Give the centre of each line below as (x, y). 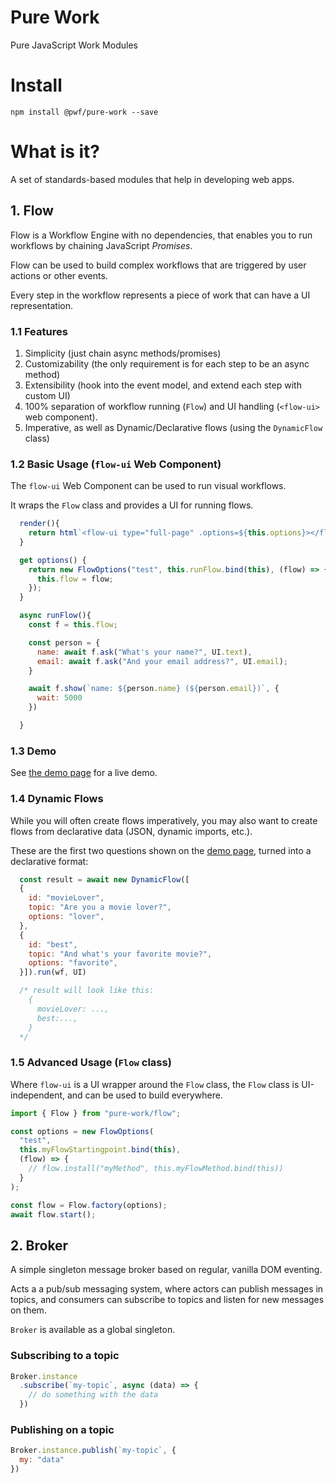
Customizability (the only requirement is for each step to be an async (167, 363)
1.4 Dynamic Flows (57, 799)
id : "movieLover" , (66, 898)
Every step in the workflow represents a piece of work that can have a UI (160, 295)
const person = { (64, 642)
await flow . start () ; (53, 1214)
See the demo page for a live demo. (84, 773)
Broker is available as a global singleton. (93, 1330)
